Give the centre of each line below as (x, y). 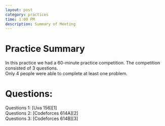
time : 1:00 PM (20, 19)
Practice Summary (45, 49)
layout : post (19, 10)
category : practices (27, 15)
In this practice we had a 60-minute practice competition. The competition (83, 63)
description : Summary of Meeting (40, 24)
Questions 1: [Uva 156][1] (31, 108)
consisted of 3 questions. (32, 68)
